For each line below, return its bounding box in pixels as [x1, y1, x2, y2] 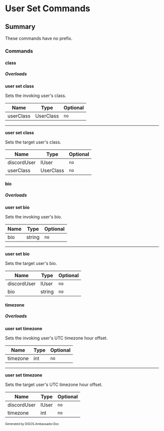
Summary [5, 23, 36, 31]
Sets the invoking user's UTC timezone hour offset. [5, 335, 108, 341]
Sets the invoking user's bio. [5, 214, 62, 220]
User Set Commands [5, 3, 90, 14]
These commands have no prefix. [5, 35, 73, 41]
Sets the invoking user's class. [5, 93, 66, 98]
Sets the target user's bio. [5, 261, 57, 266]
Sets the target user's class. [5, 139, 61, 145]
